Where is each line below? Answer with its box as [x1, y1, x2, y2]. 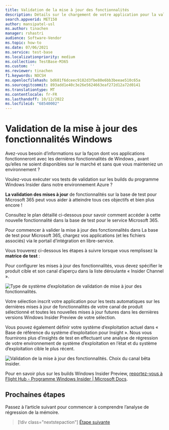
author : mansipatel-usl [5, 21, 55, 27]
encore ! [5, 202, 23, 208]
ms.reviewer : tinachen [5, 69, 53, 74]
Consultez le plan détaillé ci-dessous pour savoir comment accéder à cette [5, 212, 161, 218]
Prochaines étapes [5, 391, 65, 399]
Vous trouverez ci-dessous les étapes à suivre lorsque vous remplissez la [5, 248, 157, 254]
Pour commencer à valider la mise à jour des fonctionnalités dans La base [5, 227, 158, 233]
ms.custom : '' [5, 64, 35, 69]
